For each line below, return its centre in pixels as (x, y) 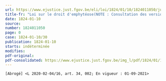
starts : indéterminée (27, 46)
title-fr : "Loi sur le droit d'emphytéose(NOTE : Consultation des (76, 14)
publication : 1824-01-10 (31, 42)
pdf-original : (20, 56)
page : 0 (13, 33)
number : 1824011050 (25, 28)
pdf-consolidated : (24, 60)
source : (13, 23)
